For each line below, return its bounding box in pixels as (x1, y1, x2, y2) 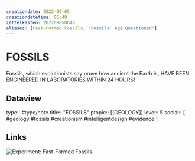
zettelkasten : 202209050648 (6, 19, 76, 25)
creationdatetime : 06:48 (6, 14, 67, 20)
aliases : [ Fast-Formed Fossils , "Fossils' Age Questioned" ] (6, 25, 158, 31)
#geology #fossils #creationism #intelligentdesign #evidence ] (6, 116, 158, 122)
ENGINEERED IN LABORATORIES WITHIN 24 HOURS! (6, 76, 135, 83)
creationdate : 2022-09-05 (6, 8, 70, 15)
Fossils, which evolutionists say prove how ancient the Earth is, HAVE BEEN (6, 70, 190, 77)
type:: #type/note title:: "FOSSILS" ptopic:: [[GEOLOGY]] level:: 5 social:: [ (6, 109, 186, 116)
